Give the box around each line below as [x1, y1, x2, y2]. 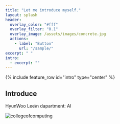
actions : [10, 37, 29, 42]
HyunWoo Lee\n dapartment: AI [5, 103, 71, 109]
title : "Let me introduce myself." [5, 7, 81, 13]
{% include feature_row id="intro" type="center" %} [5, 74, 115, 80]
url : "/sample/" [18, 46, 54, 51]
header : [5, 17, 22, 22]
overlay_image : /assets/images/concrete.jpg [10, 31, 106, 37]
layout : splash [5, 12, 38, 17]
